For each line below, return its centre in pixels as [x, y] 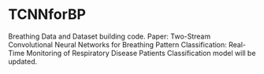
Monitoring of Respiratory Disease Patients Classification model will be [141, 53]
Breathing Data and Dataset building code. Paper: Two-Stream [110, 36]
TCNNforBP [47, 15]
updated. [23, 61]
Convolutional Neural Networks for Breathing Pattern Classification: [117, 44]
